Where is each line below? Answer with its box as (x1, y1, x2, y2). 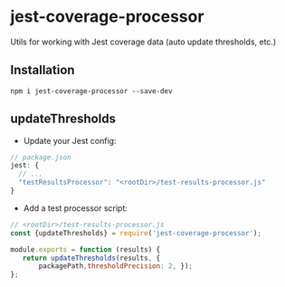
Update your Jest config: (23, 135, 117, 146)
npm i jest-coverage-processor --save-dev (10, 86, 173, 96)
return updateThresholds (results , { (22, 254, 161, 263)
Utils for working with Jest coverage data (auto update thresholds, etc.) (10, 36, 277, 47)
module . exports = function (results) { (10, 244, 161, 254)
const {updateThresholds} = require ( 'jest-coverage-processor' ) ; (10, 228, 261, 237)
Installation (10, 62, 75, 78)
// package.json (10, 152, 71, 162)
